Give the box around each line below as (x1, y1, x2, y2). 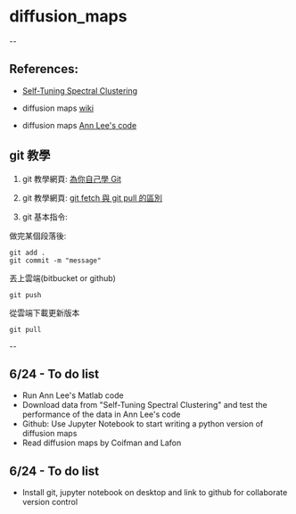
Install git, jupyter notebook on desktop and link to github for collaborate (21, 487, 288, 498)
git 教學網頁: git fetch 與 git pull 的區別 (21, 192, 163, 203)
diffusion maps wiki (21, 103, 95, 113)
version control (21, 497, 78, 508)
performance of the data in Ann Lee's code (21, 409, 181, 420)
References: (9, 62, 78, 77)
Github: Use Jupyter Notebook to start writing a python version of (21, 419, 264, 429)
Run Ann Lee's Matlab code (21, 390, 124, 401)
